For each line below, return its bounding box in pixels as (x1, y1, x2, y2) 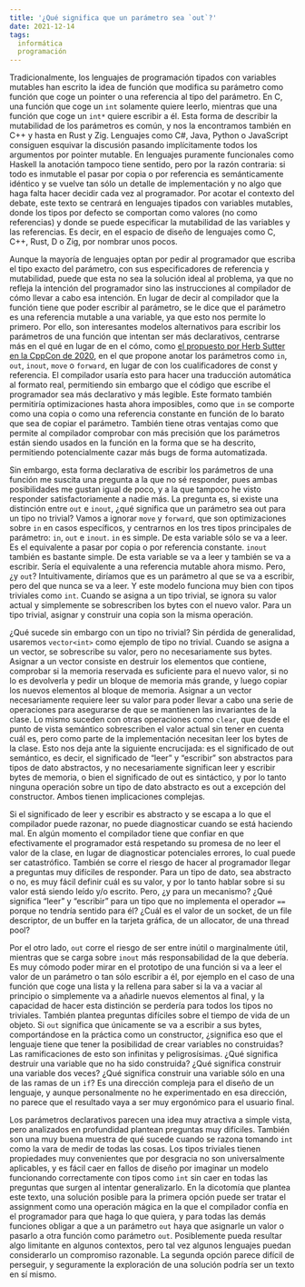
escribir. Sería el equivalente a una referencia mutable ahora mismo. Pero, (9, 561, 286, 573)
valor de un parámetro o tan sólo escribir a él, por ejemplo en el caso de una (9, 972, 295, 983)
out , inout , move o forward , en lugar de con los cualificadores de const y (9, 360, 279, 371)
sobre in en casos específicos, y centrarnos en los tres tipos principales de (9, 523, 292, 534)
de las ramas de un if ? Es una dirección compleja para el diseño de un (9, 1078, 275, 1089)
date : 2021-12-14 (9, 22, 75, 31)
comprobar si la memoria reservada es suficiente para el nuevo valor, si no (9, 665, 289, 677)
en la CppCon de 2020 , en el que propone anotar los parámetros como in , (9, 351, 288, 362)
